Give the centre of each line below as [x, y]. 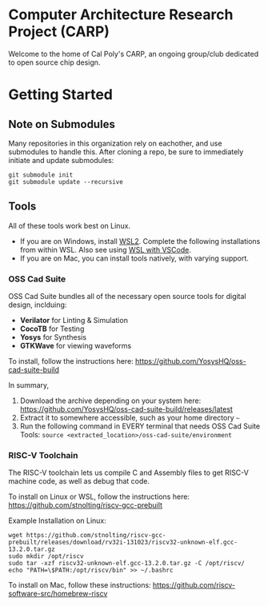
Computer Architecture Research [121, 15]
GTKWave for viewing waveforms [76, 346]
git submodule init [41, 175]
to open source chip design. [54, 62]
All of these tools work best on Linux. [69, 225]
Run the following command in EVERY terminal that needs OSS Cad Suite [140, 426]
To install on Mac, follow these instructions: [80, 585]
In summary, [29, 385]
